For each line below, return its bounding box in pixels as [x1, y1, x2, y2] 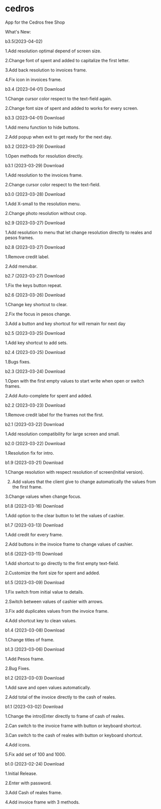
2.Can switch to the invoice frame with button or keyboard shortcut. [5, 723, 142, 729]
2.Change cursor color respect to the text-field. [5, 181, 101, 187]
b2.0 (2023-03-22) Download [5, 440, 65, 446]
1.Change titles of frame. [5, 636, 55, 642]
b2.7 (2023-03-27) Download [5, 273, 65, 279]
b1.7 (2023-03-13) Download [5, 522, 64, 528]
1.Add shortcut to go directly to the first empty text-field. [5, 560, 119, 566]
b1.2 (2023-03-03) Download [5, 675, 65, 681]
